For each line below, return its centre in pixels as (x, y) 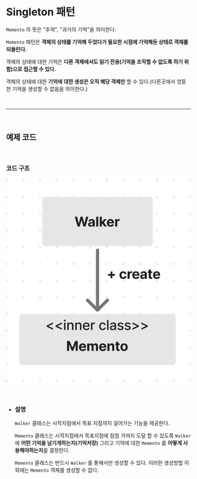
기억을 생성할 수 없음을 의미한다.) (50, 89)
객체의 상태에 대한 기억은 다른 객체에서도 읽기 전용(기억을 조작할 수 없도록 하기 (95, 62)
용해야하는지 (29, 450)
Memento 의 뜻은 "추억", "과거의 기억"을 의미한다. (61, 29)
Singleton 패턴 (41, 12)
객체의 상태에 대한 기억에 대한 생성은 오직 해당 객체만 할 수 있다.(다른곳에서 (91, 81)
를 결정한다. (57, 450)
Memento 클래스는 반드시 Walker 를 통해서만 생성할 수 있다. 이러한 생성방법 (99, 463)
